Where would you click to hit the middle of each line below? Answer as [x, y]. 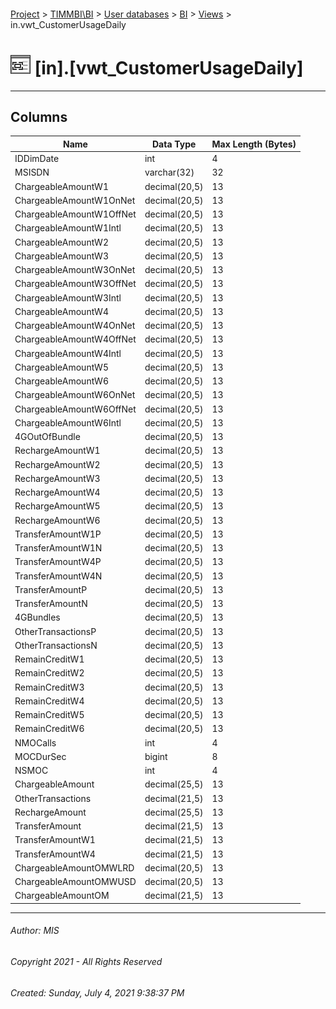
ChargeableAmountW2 [61, 242]
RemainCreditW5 [49, 715]
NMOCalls [35, 742]
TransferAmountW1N [58, 548]
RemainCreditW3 [49, 687]
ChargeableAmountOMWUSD [75, 882]
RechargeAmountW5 [57, 506]
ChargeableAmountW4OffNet [75, 339]
